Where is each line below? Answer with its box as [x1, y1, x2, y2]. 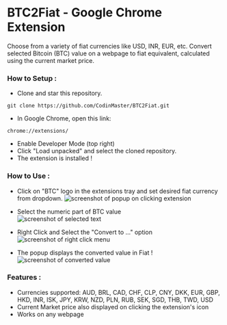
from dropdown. [16, 194, 63, 203]
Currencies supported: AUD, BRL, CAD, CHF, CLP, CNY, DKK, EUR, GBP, [16, 288, 220, 296]
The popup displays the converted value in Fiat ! [16, 248, 153, 257]
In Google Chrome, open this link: [16, 114, 111, 122]
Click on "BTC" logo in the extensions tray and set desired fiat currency [16, 187, 218, 195]
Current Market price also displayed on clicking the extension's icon [16, 302, 209, 311]
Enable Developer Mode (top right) [16, 140, 115, 148]
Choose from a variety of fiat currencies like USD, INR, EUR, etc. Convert [7, 42, 212, 50]
